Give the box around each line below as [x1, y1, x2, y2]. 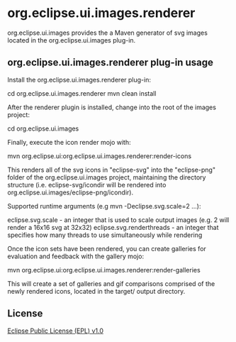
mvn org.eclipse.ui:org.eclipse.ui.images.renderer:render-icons [7, 151, 192, 160]
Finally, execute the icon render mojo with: [7, 138, 131, 146]
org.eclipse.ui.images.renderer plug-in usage [7, 57, 214, 69]
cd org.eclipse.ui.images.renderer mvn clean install [7, 89, 157, 97]
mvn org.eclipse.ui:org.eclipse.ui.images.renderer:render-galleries [7, 265, 201, 274]
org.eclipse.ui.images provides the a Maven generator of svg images [7, 28, 208, 37]
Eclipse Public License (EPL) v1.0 [7, 326, 104, 335]
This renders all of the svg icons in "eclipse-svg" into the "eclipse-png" [7, 165, 216, 174]
